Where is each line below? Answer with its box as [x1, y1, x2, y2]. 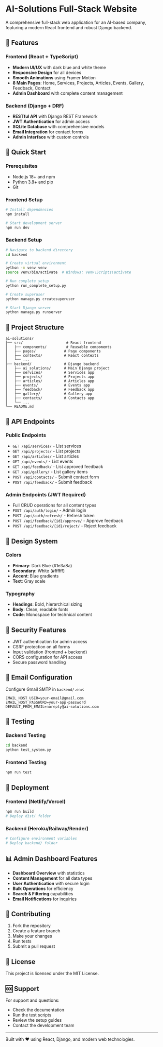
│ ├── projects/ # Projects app [5, 374, 95, 380]
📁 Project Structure [5, 323, 64, 332]
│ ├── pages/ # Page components [5, 349, 101, 354]
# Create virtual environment [5, 261, 67, 266]
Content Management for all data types [12, 875, 92, 881]
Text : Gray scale [12, 578, 45, 584]
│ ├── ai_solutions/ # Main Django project [5, 366, 110, 371]
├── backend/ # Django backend [5, 362, 99, 366]
